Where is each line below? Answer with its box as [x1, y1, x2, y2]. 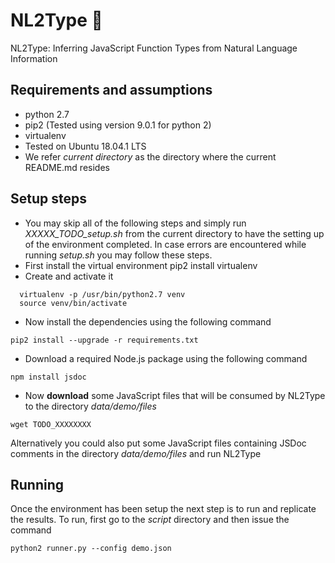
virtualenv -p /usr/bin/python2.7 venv [19, 289, 186, 299]
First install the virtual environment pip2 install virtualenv [24, 259, 258, 271]
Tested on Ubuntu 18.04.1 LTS [24, 140, 147, 152]
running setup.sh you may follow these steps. [24, 249, 213, 261]
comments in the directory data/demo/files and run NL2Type [10, 447, 262, 459]
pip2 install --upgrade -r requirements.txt [10, 335, 199, 345]
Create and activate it [24, 270, 114, 282]
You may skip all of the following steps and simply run [24, 217, 247, 229]
